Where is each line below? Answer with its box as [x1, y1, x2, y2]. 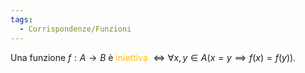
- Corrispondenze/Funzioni [19, 24, 132, 34]
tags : [10, 14, 33, 25]
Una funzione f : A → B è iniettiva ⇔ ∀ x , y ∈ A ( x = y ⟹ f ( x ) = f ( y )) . [10, 51, 297, 63]
